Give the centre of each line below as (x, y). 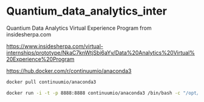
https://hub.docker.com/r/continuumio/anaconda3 (69, 70)
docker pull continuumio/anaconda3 (51, 82)
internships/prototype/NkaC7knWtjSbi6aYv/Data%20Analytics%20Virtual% (101, 52)
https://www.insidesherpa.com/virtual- (55, 46)
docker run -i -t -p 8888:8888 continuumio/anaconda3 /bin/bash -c (93, 93)
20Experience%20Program (40, 59)
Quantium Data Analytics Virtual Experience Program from (79, 28)
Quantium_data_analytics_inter (87, 11)
